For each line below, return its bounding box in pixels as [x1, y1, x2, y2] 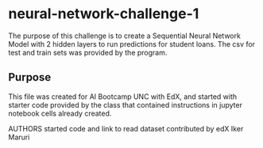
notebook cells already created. [8, 108, 112, 118]
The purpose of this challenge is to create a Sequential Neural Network [8, 31, 241, 40]
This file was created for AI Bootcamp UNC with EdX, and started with [8, 92, 238, 101]
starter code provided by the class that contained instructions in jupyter [8, 100, 242, 109]
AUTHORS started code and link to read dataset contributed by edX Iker [8, 123, 244, 133]
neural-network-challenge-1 [8, 5, 199, 23]
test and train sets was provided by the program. [8, 47, 168, 57]
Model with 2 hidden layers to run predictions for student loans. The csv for [8, 39, 256, 48]
